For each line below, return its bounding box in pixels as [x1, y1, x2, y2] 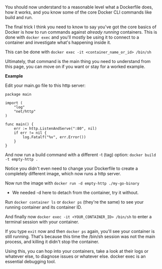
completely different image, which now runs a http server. [5, 171, 121, 176]
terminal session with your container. [5, 219, 80, 225]
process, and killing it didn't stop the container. [5, 239, 100, 245]
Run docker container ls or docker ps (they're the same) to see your [5, 199, 144, 205]
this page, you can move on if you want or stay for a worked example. [5, 63, 145, 69]
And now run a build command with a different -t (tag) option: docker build [5, 152, 156, 158]
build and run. [5, 15, 33, 20]
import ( [5, 101, 23, 105]
